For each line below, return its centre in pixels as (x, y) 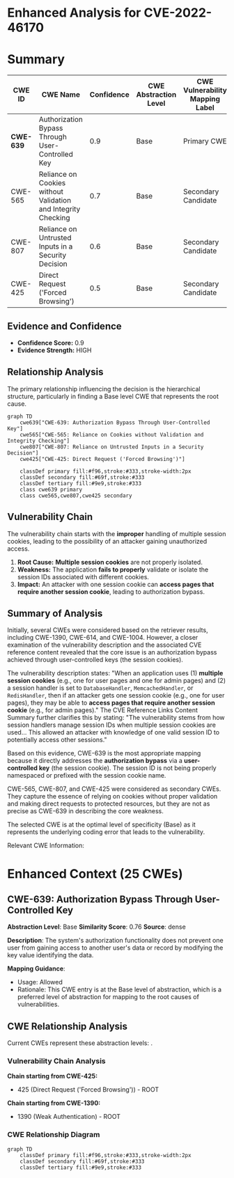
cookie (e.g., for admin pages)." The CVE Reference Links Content (103, 710)
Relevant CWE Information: (46, 846)
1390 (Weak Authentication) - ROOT (69, 1117)
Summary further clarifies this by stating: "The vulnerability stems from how (116, 718)
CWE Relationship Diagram (54, 1135)
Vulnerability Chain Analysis (56, 1061)
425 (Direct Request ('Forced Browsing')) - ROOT (88, 1090)
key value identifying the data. (50, 955)
